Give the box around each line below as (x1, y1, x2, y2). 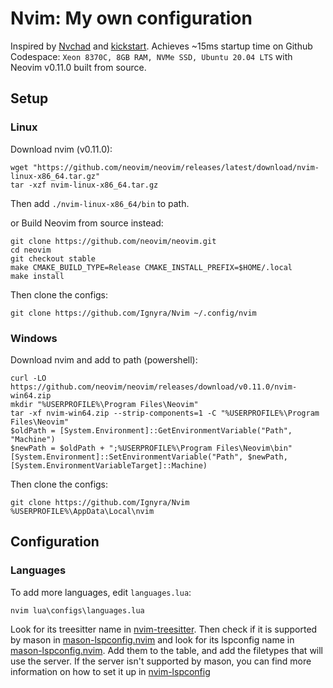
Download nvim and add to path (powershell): (10, 353, 198, 366)
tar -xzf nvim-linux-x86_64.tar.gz (10, 180, 159, 190)
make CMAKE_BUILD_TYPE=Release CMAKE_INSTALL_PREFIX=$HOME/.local (10, 262, 293, 272)
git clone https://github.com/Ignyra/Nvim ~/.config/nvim (10, 308, 257, 318)
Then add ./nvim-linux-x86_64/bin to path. (10, 197, 190, 209)
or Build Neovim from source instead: (10, 217, 164, 229)
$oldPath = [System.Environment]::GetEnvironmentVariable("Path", (10, 425, 293, 436)
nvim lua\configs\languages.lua (10, 605, 145, 616)
